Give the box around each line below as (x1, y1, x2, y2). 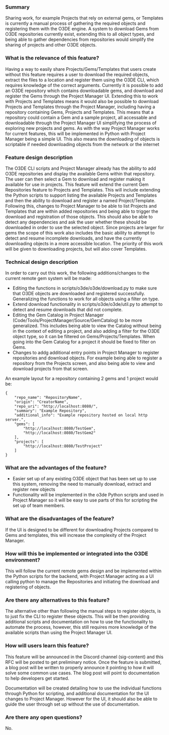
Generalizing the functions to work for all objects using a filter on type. (12, 296, 159, 302)
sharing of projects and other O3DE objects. (5, 42, 97, 48)
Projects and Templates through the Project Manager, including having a (5, 104, 155, 110)
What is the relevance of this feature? (5, 55, 99, 62)
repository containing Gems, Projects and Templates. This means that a (5, 109, 154, 115)
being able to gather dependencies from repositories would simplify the (5, 36, 154, 42)
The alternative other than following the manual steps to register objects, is (5, 608, 161, 614)
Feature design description (5, 154, 73, 161)
